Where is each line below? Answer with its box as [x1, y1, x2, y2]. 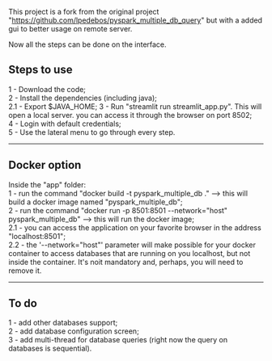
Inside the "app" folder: [8, 179, 87, 189]
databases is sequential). [8, 343, 92, 354]
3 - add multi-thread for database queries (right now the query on [8, 335, 228, 345]
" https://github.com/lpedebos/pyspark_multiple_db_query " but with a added [8, 15, 263, 25]
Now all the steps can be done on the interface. [8, 40, 168, 49]
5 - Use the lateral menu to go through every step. [8, 127, 176, 136]
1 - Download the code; [8, 84, 87, 94]
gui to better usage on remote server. [8, 24, 133, 33]
